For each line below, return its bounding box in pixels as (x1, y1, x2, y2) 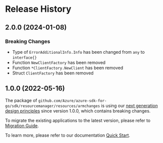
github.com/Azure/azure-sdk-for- (38, 98, 107, 103)
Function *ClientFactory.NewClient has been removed (12, 65, 123, 71)
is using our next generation (100, 103, 158, 108)
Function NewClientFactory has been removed (12, 59, 106, 65)
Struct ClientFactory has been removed (12, 70, 94, 76)
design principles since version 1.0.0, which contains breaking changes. (5, 107, 151, 114)
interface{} (12, 55, 37, 60)
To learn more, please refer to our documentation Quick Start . (5, 132, 130, 138)
